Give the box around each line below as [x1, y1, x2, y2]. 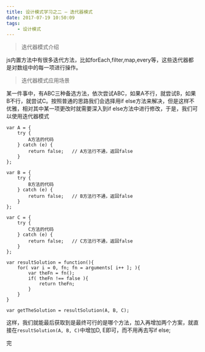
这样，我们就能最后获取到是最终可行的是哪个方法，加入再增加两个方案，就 [6, 319, 193, 326]
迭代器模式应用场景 [21, 77, 70, 84]
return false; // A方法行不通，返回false [28, 149, 133, 155]
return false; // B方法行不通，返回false [28, 193, 133, 200]
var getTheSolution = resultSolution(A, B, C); [6, 308, 130, 314]
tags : [6, 20, 20, 26]
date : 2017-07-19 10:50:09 [6, 15, 75, 21]
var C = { [6, 214, 32, 221]
